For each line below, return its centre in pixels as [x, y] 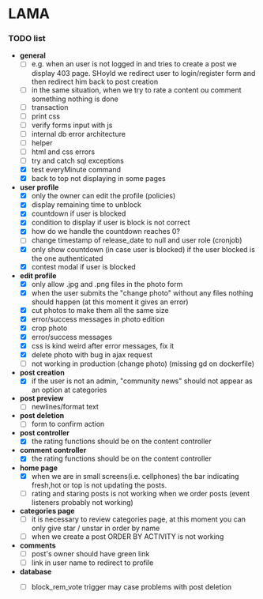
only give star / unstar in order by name [96, 528]
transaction [50, 107]
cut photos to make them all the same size [100, 310]
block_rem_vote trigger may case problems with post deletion [131, 586]
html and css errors [63, 152]
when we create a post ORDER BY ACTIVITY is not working [128, 536]
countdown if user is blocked [79, 213]
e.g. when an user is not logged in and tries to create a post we [134, 64]
